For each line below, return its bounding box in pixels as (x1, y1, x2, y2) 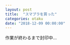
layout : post (5, 7, 32, 12)
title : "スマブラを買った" (5, 12, 57, 17)
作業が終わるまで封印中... (5, 35, 57, 41)
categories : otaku (5, 16, 43, 21)
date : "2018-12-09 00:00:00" (5, 21, 66, 26)
